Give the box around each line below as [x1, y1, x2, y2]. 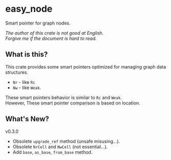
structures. [5, 69, 28, 75]
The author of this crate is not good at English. [5, 30, 104, 36]
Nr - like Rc [12, 79, 36, 85]
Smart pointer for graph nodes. [5, 20, 71, 26]
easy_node [5, 3, 53, 15]
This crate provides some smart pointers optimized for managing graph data [5, 63, 166, 70]
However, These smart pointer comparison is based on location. [5, 100, 141, 106]
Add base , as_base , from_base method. [12, 149, 93, 155]
